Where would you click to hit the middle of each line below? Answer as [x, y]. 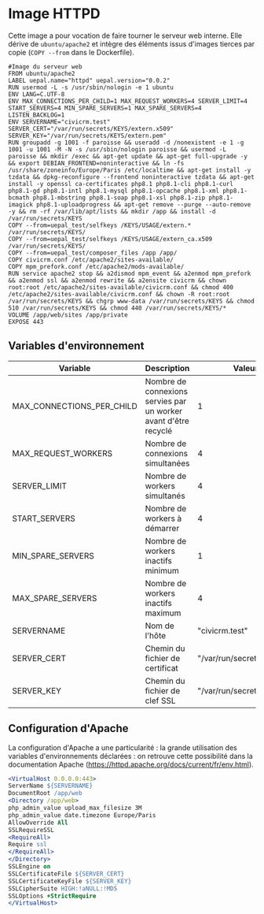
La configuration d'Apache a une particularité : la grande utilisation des [123, 747]
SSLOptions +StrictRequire [52, 896]
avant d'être [167, 421]
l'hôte [156, 635]
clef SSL [160, 700]
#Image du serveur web [45, 67]
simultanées [167, 463]
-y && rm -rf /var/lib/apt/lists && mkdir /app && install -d [112, 211]
